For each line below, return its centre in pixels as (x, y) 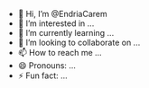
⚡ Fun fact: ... (42, 75)
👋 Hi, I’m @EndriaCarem (62, 14)
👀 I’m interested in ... (56, 23)
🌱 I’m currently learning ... (66, 33)
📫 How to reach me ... (60, 53)
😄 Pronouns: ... (47, 66)
